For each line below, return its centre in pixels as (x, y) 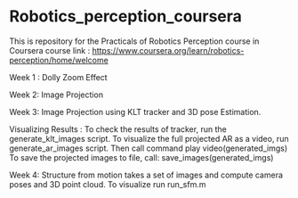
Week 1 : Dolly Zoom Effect (59, 77)
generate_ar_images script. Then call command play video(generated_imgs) (149, 148)
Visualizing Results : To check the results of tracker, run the (118, 129)
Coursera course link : (50, 50)
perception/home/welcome (59, 60)
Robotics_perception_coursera (126, 16)
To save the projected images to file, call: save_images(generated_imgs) (141, 157)
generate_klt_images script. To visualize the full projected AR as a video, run (149, 138)
